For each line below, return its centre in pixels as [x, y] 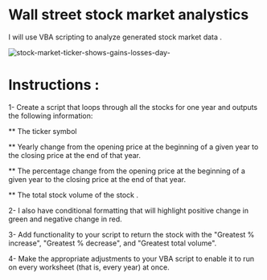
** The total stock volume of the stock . [74, 195]
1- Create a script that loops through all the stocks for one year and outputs [133, 107]
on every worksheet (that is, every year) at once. [89, 267]
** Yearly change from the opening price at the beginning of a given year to [133, 147]
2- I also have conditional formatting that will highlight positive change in [129, 210]
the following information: [51, 116]
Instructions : [54, 85]
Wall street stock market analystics [129, 15]
